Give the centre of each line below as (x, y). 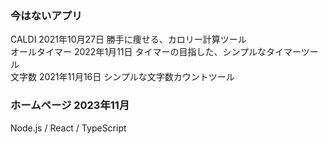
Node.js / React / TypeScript (68, 128)
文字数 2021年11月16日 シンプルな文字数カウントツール (122, 77)
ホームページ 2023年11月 (70, 105)
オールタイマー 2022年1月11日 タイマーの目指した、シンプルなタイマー (156, 52)
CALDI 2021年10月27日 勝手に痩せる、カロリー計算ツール (128, 39)
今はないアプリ (46, 15)
